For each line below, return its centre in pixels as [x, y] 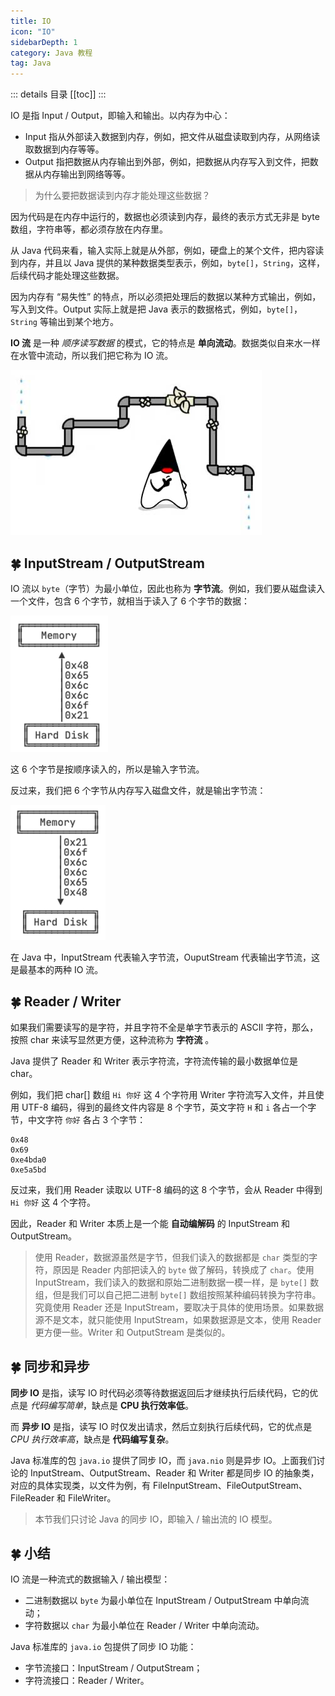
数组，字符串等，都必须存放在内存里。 [89, 229]
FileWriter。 [92, 1497]
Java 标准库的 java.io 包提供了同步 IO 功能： [103, 1647]
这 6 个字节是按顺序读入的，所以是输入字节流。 [107, 769]
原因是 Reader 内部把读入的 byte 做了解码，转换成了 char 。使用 [183, 1269]
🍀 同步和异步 [50, 1366]
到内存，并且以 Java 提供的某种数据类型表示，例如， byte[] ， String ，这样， [168, 263]
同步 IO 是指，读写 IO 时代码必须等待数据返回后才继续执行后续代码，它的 [160, 1392]
